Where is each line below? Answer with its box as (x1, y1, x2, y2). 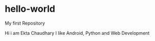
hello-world (5, 3, 56, 15)
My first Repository (5, 20, 46, 26)
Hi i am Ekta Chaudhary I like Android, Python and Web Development (5, 30, 150, 36)
